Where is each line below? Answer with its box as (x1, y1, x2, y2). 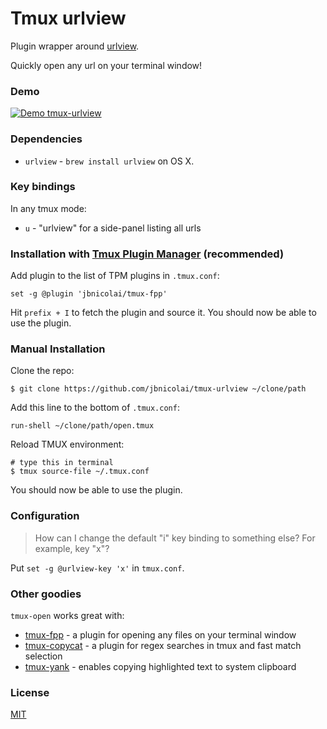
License (10, 685, 50, 699)
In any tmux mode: (10, 202, 87, 214)
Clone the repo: (10, 365, 75, 377)
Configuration (10, 509, 80, 523)
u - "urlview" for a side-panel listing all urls (24, 222, 202, 234)
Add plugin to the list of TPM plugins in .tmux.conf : (10, 270, 220, 282)
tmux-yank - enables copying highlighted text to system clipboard (24, 661, 297, 673)
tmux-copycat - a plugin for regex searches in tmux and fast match (24, 640, 302, 652)
